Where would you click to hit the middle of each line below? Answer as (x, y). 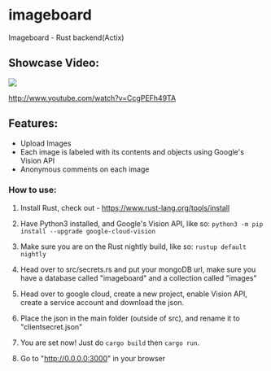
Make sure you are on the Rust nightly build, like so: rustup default (133, 247)
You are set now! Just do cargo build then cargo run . (110, 343)
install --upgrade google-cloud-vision (88, 231)
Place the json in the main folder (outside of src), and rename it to (130, 318)
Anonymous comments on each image (85, 169)
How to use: (33, 190)
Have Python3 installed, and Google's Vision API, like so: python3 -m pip (142, 223)
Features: (33, 124)
